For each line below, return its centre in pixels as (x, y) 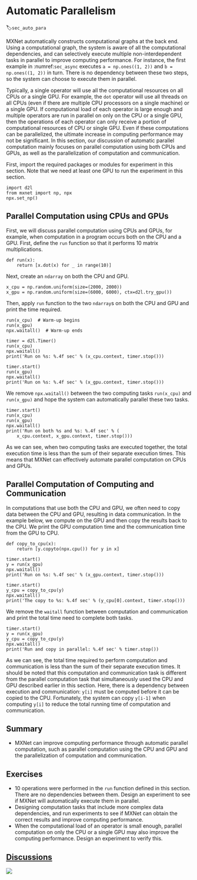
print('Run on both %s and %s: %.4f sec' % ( (63, 431)
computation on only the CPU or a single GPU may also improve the (96, 832)
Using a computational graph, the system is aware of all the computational (96, 47)
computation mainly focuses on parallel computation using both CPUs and (96, 146)
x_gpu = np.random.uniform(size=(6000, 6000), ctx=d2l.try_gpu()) (89, 292)
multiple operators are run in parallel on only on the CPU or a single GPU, (94, 115)
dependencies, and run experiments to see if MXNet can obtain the (96, 813)
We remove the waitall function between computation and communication (97, 611)
